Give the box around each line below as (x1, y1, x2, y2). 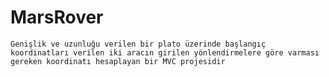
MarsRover (10, 6, 104, 29)
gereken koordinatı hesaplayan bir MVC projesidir (10, 56, 226, 66)
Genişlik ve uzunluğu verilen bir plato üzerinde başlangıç (10, 39, 267, 49)
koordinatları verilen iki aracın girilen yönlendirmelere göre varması (10, 47, 320, 58)
